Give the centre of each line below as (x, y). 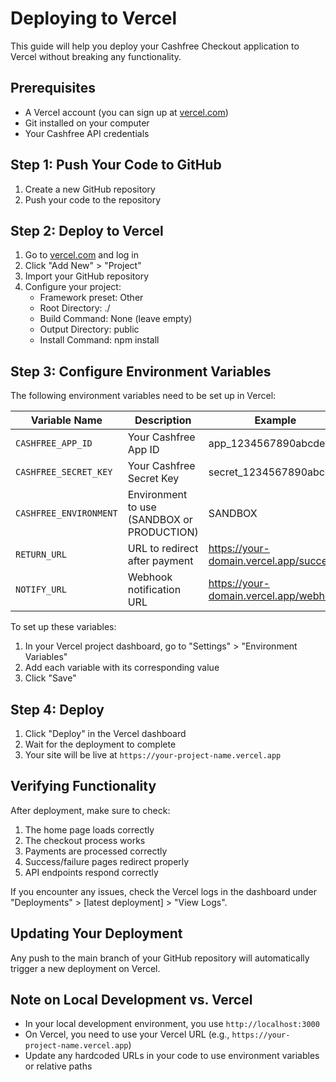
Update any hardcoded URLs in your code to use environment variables (172, 1056)
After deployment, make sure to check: (90, 810)
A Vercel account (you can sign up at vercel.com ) (126, 112)
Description (163, 420)
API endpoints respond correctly (91, 872)
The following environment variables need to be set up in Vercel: (143, 396)
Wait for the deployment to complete (100, 744)
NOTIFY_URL (41, 590)
